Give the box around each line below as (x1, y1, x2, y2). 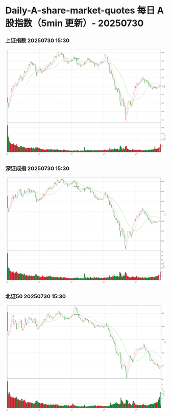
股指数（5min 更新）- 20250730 (5, 17, 144, 29)
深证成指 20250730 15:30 (5, 165, 70, 172)
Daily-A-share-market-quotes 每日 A (5, 5, 164, 16)
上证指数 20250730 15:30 (5, 37, 70, 44)
